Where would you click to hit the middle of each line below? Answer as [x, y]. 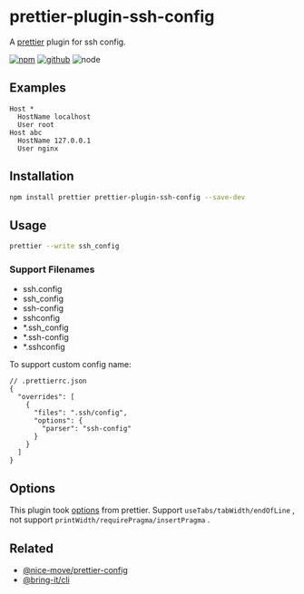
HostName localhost [54, 117]
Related [32, 548]
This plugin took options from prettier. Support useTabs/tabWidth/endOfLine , [152, 511]
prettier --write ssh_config [64, 247]
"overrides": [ [46, 397]
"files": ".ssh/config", [80, 413]
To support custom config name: [70, 365]
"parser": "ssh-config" [87, 429]
